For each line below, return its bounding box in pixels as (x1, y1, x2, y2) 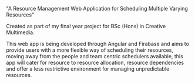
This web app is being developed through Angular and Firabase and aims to (6, 41, 190, 47)
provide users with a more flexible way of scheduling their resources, (6, 47, 174, 54)
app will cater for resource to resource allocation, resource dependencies (6, 59, 184, 66)
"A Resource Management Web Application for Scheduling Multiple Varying (6, 5, 188, 12)
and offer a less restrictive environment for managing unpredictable (6, 65, 170, 72)
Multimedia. (6, 29, 35, 36)
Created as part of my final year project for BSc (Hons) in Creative (6, 23, 166, 29)
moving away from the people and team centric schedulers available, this (6, 53, 183, 59)
